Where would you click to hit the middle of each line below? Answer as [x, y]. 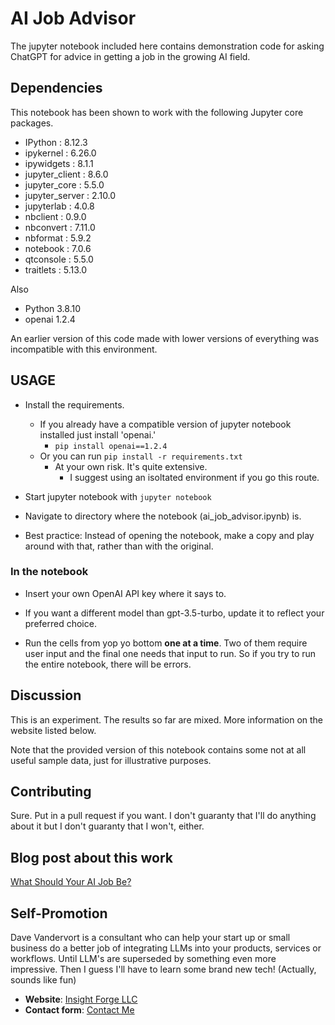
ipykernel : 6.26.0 [60, 153]
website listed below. [53, 730]
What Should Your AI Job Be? [71, 882]
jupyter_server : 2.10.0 [70, 195]
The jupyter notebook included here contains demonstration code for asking [167, 46]
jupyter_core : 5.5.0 [64, 184]
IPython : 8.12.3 [56, 142]
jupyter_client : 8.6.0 [66, 174]
